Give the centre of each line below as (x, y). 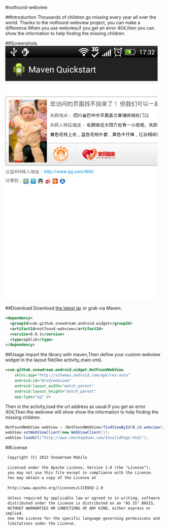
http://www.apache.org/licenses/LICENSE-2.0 (55, 488)
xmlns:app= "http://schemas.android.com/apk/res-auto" (72, 376)
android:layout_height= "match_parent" (55, 391)
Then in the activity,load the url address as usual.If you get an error (75, 407)
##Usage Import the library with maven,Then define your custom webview (83, 355)
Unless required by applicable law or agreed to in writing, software (83, 498)
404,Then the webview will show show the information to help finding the (82, 412)
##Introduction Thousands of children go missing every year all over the (81, 17)
